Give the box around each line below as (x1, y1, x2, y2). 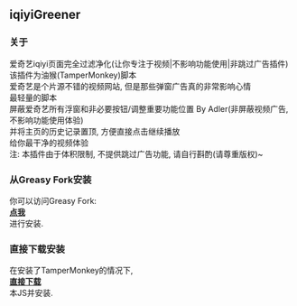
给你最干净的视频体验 (9, 137, 88, 148)
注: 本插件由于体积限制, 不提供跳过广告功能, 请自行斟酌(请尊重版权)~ (9, 148, 264, 159)
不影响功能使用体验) (9, 115, 84, 125)
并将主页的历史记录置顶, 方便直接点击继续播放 (9, 125, 181, 136)
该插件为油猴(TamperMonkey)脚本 (9, 70, 137, 80)
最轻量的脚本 (9, 92, 57, 103)
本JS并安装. (9, 288, 54, 299)
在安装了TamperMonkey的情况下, (9, 265, 134, 276)
